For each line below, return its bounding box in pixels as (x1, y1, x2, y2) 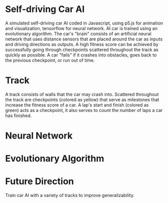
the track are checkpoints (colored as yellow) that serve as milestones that (5, 96, 159, 102)
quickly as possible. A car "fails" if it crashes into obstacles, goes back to (5, 51, 157, 58)
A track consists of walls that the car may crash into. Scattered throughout (5, 91, 159, 97)
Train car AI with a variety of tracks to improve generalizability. (5, 192, 134, 198)
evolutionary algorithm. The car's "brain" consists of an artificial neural (5, 30, 151, 36)
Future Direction (5, 176, 74, 187)
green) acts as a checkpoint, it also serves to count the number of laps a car (5, 107, 163, 113)
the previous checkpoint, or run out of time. (5, 57, 95, 63)
